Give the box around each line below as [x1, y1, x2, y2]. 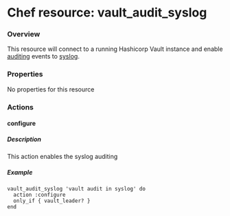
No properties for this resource [7, 85, 95, 94]
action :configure [13, 191, 67, 199]
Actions [7, 102, 34, 111]
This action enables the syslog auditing [7, 153, 118, 161]
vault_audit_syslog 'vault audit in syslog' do [7, 186, 146, 193]
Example [7, 168, 33, 176]
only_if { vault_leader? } [13, 197, 91, 204]
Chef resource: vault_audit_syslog [7, 5, 207, 21]
